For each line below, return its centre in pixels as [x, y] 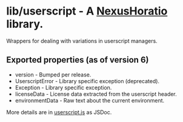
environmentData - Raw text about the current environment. [90, 100]
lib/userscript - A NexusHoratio [87, 11]
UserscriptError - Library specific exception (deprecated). [87, 81]
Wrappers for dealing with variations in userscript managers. [82, 41]
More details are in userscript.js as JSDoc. [59, 112]
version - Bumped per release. [53, 75]
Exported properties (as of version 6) [78, 60]
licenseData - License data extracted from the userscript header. [96, 94]
